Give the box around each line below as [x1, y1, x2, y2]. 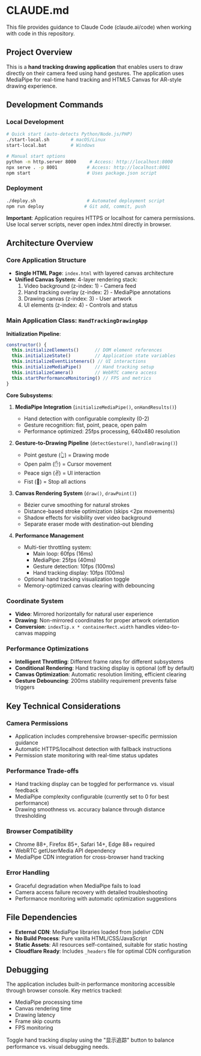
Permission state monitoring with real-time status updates [14, 751, 158, 759]
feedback [14, 787, 39, 794]
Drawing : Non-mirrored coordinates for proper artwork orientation [14, 616, 179, 624]
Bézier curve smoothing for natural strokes [23, 501, 130, 508]
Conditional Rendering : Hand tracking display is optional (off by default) [14, 664, 195, 672]
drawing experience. [6, 82, 57, 89]
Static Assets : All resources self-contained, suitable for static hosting [14, 941, 188, 948]
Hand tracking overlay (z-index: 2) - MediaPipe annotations [23, 289, 171, 296]
